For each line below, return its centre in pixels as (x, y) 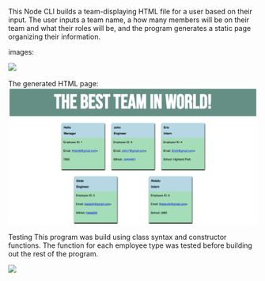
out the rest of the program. (53, 254)
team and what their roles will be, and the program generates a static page (130, 28)
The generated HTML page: (53, 84)
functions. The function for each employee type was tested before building (131, 245)
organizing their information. (55, 36)
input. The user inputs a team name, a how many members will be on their (129, 20)
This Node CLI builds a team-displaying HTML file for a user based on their (131, 11)
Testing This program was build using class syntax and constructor (117, 237)
